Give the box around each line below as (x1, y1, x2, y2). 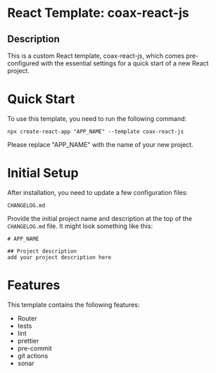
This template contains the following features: (7, 301, 140, 309)
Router (17, 314, 37, 322)
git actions (17, 351, 49, 360)
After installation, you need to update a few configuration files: (7, 188, 189, 196)
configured (7, 59, 39, 68)
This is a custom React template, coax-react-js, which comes (7, 51, 185, 60)
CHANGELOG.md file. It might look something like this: (7, 222, 153, 230)
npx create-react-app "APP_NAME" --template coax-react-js (7, 128, 184, 135)
